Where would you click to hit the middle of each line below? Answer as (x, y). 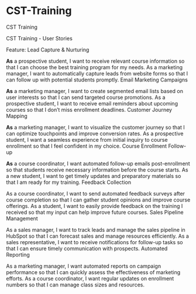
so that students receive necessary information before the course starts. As (97, 170)
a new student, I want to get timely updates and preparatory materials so (94, 176)
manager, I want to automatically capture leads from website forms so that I (97, 73)
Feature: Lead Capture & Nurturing (48, 49)
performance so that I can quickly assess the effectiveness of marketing (93, 272)
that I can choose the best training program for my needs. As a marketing (94, 67)
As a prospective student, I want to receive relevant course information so (95, 61)
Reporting (18, 254)
